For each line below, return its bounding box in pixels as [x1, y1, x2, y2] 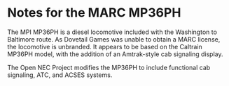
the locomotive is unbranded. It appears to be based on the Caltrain [7, 42, 202, 51]
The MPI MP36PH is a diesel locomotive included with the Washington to [7, 28, 217, 36]
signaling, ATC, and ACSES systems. [7, 71, 113, 79]
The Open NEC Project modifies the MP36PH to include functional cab [7, 63, 211, 71]
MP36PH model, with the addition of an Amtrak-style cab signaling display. [7, 50, 223, 58]
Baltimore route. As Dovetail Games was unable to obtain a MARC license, [7, 35, 221, 43]
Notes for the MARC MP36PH [7, 5, 181, 21]
